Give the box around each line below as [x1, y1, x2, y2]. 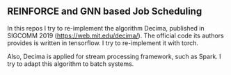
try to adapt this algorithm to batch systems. [7, 59, 134, 68]
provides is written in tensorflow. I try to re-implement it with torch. [7, 38, 198, 47]
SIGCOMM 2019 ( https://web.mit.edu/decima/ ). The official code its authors [7, 31, 224, 40]
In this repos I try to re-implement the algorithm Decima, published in [7, 24, 205, 32]
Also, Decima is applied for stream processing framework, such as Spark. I [7, 52, 221, 60]
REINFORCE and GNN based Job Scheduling [7, 6, 202, 17]
